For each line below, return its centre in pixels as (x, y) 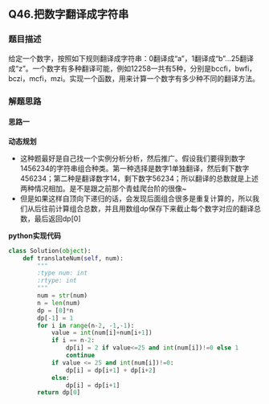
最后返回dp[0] (57, 218)
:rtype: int (57, 281)
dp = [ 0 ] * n (55, 310)
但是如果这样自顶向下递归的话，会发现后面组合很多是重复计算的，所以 (136, 198)
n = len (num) (59, 303)
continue (80, 356)
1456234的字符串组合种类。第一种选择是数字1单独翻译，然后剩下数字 (134, 168)
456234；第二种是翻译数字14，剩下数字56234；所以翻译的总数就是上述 (139, 178)
